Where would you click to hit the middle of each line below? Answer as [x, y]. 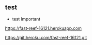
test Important [26, 19]
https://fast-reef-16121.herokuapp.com [43, 28]
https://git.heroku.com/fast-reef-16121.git [46, 37]
